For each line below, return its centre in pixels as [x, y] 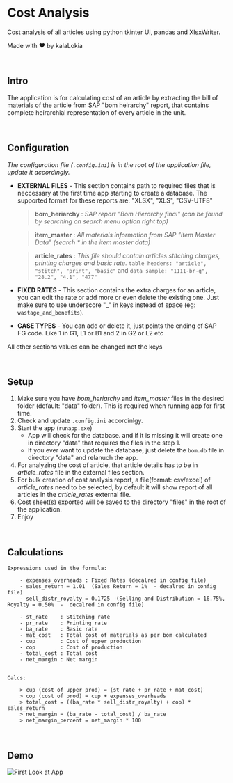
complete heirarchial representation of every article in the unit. [97, 112]
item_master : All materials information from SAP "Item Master [125, 235]
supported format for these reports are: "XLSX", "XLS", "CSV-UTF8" [115, 200]
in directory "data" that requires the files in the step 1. [104, 443]
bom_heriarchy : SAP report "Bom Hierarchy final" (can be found [128, 214]
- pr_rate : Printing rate [64, 623]
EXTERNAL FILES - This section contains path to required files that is [116, 185]
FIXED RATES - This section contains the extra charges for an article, [116, 290]
